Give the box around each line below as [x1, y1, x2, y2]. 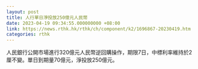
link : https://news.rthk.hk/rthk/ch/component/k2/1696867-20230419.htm [6, 25, 191, 32]
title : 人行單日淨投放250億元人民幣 [6, 15, 88, 21]
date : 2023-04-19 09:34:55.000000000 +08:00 [6, 20, 120, 26]
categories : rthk [6, 31, 50, 38]
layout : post [6, 8, 39, 15]
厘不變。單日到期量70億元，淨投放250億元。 [6, 56, 118, 64]
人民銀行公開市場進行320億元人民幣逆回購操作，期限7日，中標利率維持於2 [6, 49, 193, 56]
